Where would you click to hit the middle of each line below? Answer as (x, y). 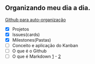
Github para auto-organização (36, 19)
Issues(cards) (26, 34)
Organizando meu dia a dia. (48, 8)
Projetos (21, 29)
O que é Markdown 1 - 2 (36, 56)
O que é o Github (29, 51)
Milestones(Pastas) (32, 40)
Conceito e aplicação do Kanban (45, 45)
